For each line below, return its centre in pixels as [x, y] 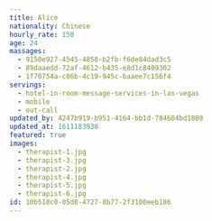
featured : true [38, 135]
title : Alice [34, 18]
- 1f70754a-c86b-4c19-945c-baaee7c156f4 [94, 77]
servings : [28, 85]
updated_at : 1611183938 [54, 127]
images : [24, 143]
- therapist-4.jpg [52, 177]
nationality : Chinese [50, 26]
